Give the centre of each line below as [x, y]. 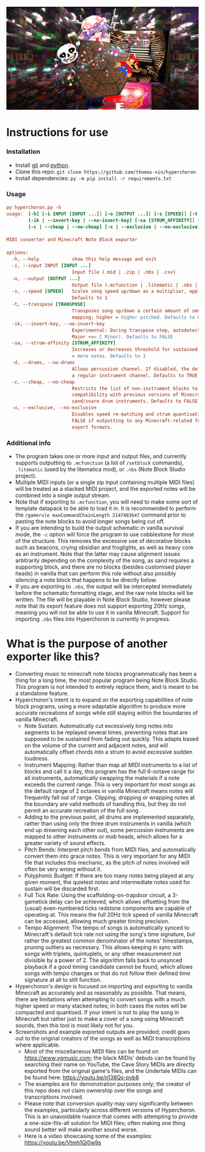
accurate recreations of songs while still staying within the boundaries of [106, 713]
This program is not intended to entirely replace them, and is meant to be [107, 686]
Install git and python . [42, 165]
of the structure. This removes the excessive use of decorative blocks [103, 540]
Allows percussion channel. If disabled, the [131, 369]
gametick [36, 901]
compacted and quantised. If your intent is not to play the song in [97, 1012]
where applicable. [38, 1045]
